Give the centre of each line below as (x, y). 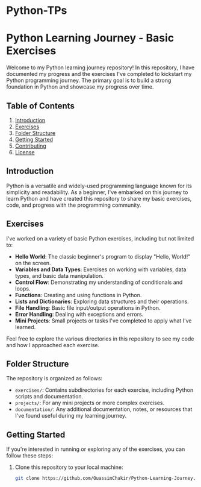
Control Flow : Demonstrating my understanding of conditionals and (99, 282)
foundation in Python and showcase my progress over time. (80, 87)
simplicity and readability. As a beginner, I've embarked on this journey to (97, 192)
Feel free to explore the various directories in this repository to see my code (100, 339)
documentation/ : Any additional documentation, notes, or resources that (104, 409)
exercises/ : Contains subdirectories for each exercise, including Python (104, 390)
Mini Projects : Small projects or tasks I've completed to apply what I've (103, 321)
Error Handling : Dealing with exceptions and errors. (79, 314)
